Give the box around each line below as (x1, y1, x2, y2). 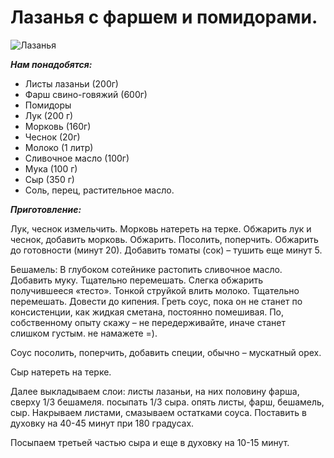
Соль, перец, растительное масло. (24, 184, 175, 196)
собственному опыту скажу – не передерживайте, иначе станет (10, 316, 286, 328)
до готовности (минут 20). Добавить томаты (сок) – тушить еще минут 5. (10, 244, 323, 256)
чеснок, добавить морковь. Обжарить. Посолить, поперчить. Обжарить (10, 233, 319, 245)
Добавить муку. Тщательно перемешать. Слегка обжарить (10, 274, 264, 286)
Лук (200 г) (24, 109, 74, 121)
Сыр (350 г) (24, 173, 75, 185)
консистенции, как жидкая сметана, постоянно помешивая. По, (10, 306, 285, 318)
